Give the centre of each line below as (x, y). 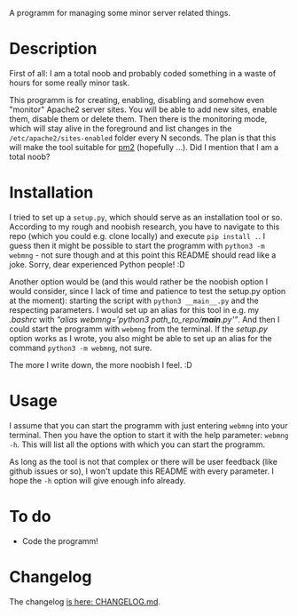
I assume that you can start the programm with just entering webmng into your (148, 425)
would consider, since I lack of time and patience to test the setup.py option (148, 291)
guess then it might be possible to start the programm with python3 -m (137, 245)
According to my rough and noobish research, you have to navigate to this (145, 227)
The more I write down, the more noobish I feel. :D (101, 364)
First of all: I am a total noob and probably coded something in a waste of (143, 73)
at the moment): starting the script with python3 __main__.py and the (134, 300)
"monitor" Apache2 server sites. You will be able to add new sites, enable (143, 109)
